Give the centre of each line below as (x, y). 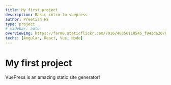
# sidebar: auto (22, 29)
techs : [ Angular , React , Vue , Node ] (44, 38)
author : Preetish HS (27, 19)
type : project (20, 24)
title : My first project (32, 10)
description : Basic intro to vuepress (46, 15)
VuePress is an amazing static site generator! (53, 77)
